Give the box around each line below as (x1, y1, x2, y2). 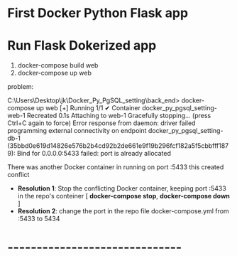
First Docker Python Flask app (7, 5, 189, 21)
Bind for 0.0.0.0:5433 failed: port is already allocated (16, 149, 172, 158)
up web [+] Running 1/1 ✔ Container (36, 104, 140, 112)
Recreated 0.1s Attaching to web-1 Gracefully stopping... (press (27, 112, 211, 120)
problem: (7, 82, 34, 91)
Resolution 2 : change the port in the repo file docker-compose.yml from (17, 207, 229, 215)
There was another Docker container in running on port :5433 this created (7, 163, 224, 171)
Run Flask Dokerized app (7, 38, 157, 54)
